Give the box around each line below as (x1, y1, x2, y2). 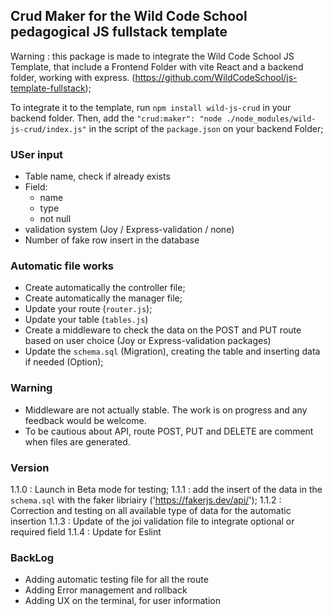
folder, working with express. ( (10, 71, 136, 83)
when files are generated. (24, 435, 131, 448)
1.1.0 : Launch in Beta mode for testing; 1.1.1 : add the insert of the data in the (10, 484, 323, 495)
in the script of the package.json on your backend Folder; (88, 122, 324, 134)
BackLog (10, 550, 55, 564)
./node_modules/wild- (226, 114, 317, 124)
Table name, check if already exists (24, 170, 171, 183)
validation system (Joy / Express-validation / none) (24, 224, 235, 236)
